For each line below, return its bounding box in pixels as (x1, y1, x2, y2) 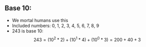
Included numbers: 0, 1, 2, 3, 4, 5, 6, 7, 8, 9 (11, 22, 99, 28)
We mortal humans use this (11, 17, 68, 23)
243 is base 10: (11, 27, 43, 34)
